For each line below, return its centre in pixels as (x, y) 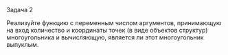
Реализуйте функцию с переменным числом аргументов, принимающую (114, 23)
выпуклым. (23, 44)
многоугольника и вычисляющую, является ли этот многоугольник (105, 37)
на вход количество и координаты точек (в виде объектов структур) (107, 30)
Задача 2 (20, 10)
